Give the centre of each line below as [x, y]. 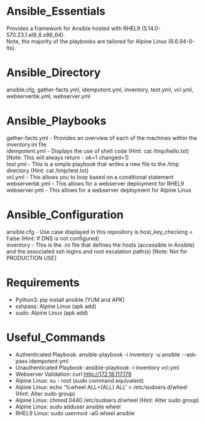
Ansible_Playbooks [56, 121]
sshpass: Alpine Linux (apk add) [56, 306]
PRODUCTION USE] [32, 258]
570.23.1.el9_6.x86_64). [36, 34]
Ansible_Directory [54, 73]
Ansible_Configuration [65, 215]
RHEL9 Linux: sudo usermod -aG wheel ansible [75, 413]
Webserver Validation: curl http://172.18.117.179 [73, 374]
